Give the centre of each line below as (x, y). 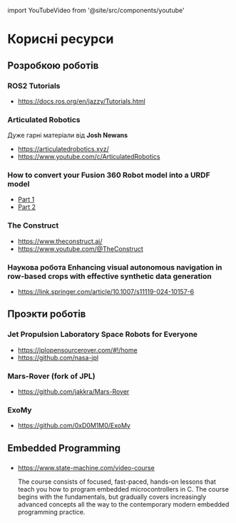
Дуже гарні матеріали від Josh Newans (68, 136)
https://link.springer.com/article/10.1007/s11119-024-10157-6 (106, 292)
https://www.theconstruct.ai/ (60, 241)
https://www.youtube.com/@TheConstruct (81, 248)
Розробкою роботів (53, 65)
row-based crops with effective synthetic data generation (109, 276)
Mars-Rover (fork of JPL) (51, 376)
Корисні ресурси (61, 39)
